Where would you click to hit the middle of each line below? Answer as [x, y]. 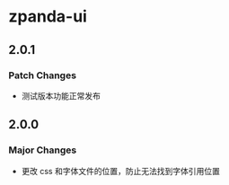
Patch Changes [43, 75]
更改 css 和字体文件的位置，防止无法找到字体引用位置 [121, 171]
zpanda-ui [48, 17]
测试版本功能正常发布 [61, 95]
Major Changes [43, 150]
